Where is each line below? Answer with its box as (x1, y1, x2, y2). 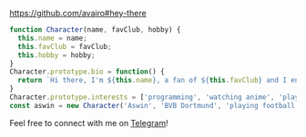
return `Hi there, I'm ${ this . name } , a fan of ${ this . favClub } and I (17, 76, 287, 85)
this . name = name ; (17, 34, 88, 43)
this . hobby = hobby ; (17, 50, 96, 60)
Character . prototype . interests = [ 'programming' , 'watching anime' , (9, 93, 275, 102)
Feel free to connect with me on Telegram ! (9, 117, 168, 128)
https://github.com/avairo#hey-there (9, 8, 148, 18)
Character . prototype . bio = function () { (9, 67, 166, 76)
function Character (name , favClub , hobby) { (9, 25, 181, 34)
